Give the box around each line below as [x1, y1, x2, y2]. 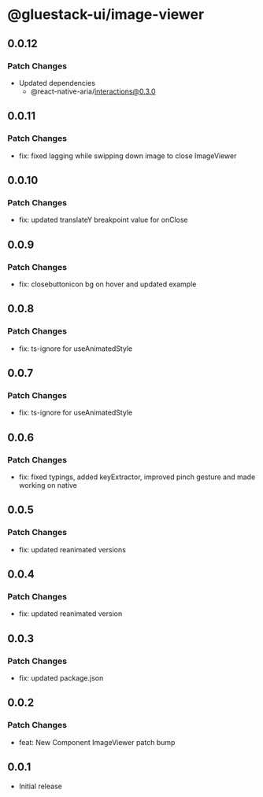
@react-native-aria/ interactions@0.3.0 [30, 87, 156, 96]
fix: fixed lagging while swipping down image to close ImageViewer [18, 151, 237, 161]
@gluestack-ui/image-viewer [7, 6, 205, 24]
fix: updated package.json [18, 673, 104, 683]
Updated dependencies [18, 78, 96, 87]
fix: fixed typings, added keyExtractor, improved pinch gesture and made [18, 472, 256, 482]
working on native [18, 481, 78, 489]
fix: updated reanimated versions [18, 544, 127, 554]
